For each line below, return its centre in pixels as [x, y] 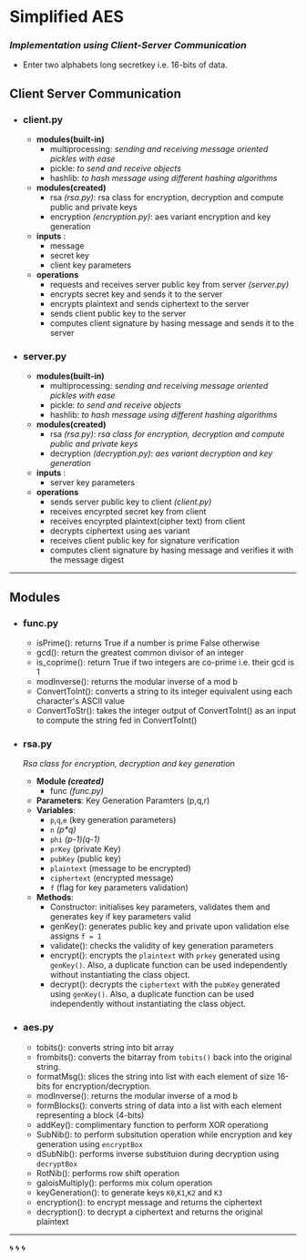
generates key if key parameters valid [120, 917]
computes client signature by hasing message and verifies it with [172, 550]
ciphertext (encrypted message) [112, 878]
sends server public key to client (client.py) [131, 502]
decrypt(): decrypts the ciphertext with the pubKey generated [165, 984]
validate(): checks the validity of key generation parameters [162, 946]
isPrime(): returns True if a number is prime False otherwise [148, 643]
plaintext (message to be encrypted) [120, 869]
